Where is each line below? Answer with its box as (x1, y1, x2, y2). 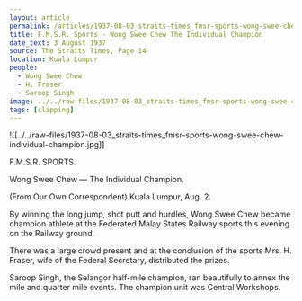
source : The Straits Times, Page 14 (9, 47, 147, 56)
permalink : (9, 22, 50, 31)
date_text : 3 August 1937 (9, 38, 106, 48)
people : (9, 64, 39, 73)
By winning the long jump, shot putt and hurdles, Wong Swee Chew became (9, 208, 291, 220)
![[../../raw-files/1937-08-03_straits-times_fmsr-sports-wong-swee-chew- (9, 129, 285, 140)
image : (9, 96, 34, 106)
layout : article (9, 13, 70, 22)
